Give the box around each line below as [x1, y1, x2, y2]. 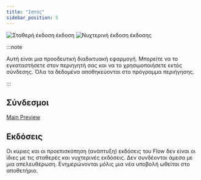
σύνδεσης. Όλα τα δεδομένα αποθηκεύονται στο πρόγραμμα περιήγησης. [6, 68, 195, 75]
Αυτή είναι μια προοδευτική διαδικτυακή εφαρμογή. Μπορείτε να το [6, 55, 178, 62]
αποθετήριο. [6, 167, 38, 175]
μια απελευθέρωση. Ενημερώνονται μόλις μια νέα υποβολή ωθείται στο [6, 160, 190, 168]
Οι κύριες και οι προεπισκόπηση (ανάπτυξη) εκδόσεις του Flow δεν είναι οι [6, 148, 196, 155]
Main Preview [6, 113, 41, 121]
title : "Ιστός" [6, 9, 45, 15]
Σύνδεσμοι [6, 97, 49, 107]
